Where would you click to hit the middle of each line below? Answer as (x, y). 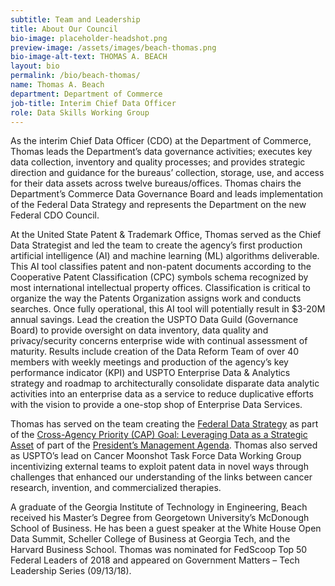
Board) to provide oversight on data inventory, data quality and (139, 330)
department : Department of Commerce (86, 94)
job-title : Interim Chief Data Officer (93, 103)
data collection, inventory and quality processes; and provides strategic (158, 162)
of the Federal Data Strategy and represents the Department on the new (158, 205)
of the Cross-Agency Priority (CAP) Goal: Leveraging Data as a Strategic (159, 435)
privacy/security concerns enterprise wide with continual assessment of (159, 341)
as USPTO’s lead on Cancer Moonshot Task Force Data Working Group (156, 456)
